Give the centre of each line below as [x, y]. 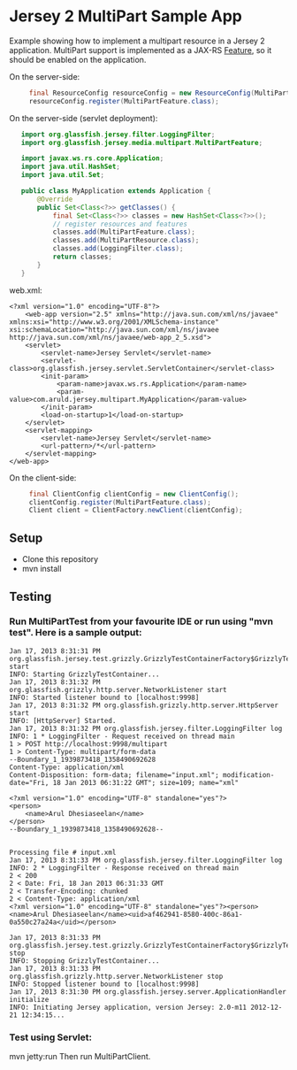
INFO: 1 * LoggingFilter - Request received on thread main [122, 736]
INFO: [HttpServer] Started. [63, 720]
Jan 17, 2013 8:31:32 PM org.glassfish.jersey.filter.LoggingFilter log [146, 728]
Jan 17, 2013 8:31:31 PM [55, 651]
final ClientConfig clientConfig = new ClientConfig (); [134, 494]
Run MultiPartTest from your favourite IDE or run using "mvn [141, 621]
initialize [29, 999]
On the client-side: [43, 477]
